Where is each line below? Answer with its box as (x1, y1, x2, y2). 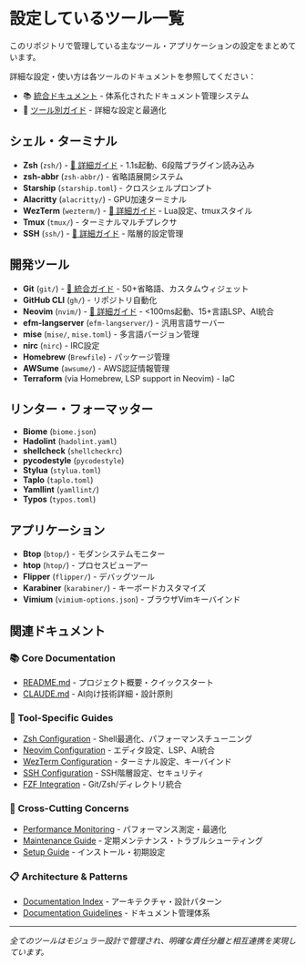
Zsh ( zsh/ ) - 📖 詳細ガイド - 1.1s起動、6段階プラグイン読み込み (22, 159, 255, 170)
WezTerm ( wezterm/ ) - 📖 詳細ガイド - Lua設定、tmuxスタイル (22, 205, 253, 216)
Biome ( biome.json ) (22, 426, 97, 437)
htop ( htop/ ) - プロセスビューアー (22, 560, 148, 571)
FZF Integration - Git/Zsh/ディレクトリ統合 (22, 779, 182, 790)
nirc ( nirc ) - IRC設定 (22, 340, 100, 350)
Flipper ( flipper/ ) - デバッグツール (22, 571, 156, 583)
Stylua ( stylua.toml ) (22, 465, 102, 476)
